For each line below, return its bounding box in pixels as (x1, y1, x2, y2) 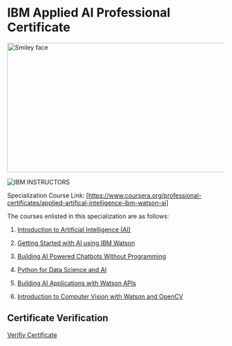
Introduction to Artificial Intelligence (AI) (17, 225, 131, 233)
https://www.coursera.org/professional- (88, 191, 202, 200)
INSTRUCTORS (26, 177, 70, 186)
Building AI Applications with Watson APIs (17, 278, 137, 287)
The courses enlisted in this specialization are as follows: (7, 212, 169, 220)
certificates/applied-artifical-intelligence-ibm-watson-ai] (7, 198, 169, 206)
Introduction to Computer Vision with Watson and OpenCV (17, 292, 184, 300)
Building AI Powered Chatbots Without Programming (17, 252, 166, 260)
